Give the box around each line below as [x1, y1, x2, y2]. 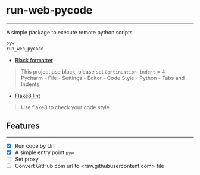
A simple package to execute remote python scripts [6, 28, 133, 36]
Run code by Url [14, 142, 55, 149]
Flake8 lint [14, 92, 40, 99]
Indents [20, 81, 40, 88]
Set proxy [14, 155, 39, 163]
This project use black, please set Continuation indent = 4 [20, 68, 165, 75]
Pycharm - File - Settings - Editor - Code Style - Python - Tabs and [20, 74, 185, 81]
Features [6, 121, 40, 131]
